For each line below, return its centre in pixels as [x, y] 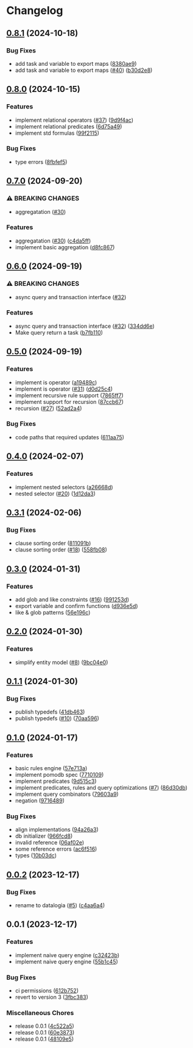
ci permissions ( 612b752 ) [47, 990]
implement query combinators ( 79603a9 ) [67, 794]
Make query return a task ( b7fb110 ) [59, 332]
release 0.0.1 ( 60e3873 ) [45, 1033]
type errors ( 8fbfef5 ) [41, 161]
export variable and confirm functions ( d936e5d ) [76, 606]
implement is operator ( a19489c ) [56, 382]
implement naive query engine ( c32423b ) [67, 955]
